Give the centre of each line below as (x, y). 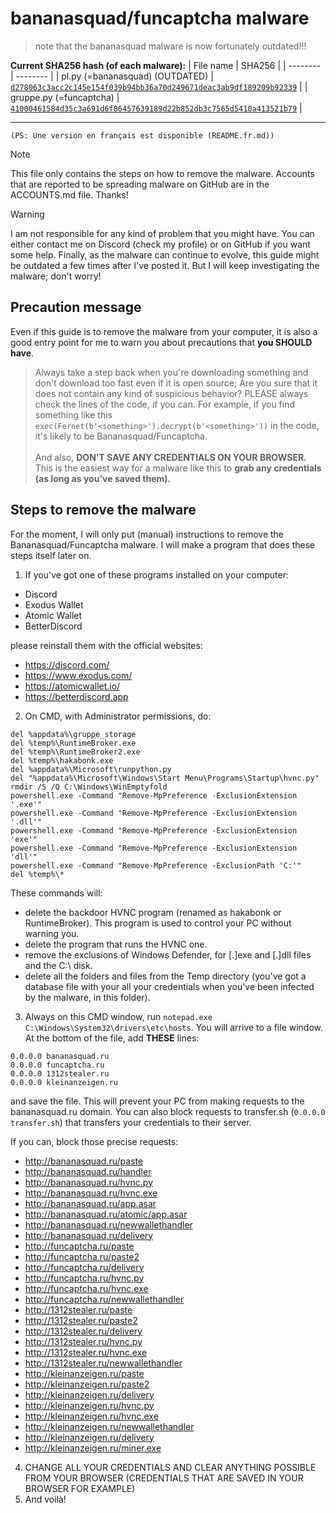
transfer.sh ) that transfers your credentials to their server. (131, 1122)
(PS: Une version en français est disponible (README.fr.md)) (142, 135)
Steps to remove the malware (103, 510)
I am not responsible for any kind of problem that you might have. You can (162, 233)
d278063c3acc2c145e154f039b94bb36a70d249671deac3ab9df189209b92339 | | (159, 86)
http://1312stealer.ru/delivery (83, 1331)
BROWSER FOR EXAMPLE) (80, 1488)
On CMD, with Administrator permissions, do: (118, 716)
